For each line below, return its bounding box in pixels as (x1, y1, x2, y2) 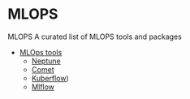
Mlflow (31, 82, 54, 92)
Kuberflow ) (31, 73, 70, 83)
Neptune (31, 56, 62, 66)
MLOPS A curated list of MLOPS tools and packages (7, 32, 182, 41)
